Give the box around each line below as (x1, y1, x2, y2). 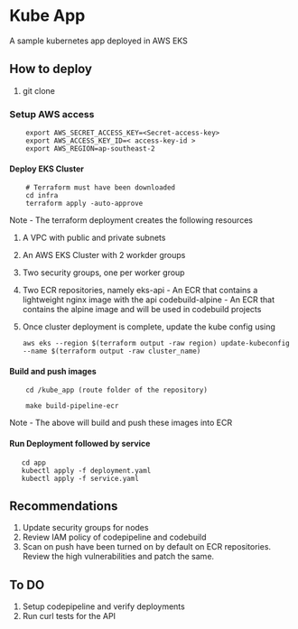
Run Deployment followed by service (9, 439, 151, 449)
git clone (22, 85, 56, 96)
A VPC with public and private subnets (22, 232, 166, 244)
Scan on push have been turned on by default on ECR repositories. (22, 541, 272, 552)
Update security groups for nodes (22, 523, 149, 533)
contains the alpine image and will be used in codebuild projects (22, 304, 262, 315)
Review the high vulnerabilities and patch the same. (22, 551, 215, 562)
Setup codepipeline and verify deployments (22, 601, 185, 612)
